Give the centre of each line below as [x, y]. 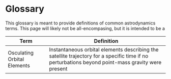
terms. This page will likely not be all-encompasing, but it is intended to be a [85, 28]
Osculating [21, 52]
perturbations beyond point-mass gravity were [105, 62]
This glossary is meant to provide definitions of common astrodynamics [80, 23]
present [58, 68]
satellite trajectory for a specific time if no [99, 56]
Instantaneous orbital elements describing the [104, 49]
